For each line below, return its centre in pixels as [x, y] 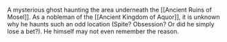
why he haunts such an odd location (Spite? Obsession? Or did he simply [111, 24]
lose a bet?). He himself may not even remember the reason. [93, 31]
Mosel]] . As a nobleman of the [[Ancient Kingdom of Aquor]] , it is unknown [113, 17]
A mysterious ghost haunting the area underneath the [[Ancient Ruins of [110, 10]
